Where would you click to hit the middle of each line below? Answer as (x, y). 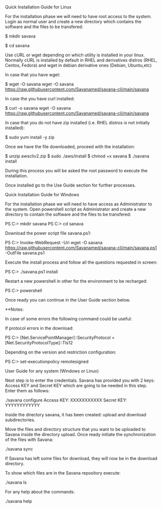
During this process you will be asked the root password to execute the (76, 170)
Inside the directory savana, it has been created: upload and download (76, 415)
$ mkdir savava (20, 36)
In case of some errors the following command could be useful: (69, 319)
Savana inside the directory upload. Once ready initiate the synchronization (81, 434)
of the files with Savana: (29, 440)
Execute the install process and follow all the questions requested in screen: (81, 262)
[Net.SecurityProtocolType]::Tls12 (39, 343)
